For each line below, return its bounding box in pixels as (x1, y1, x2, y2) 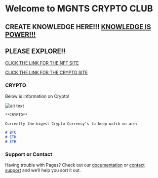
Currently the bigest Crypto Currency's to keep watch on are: (5, 121, 138, 126)
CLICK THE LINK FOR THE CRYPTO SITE (5, 70, 88, 75)
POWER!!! (5, 30, 36, 38)
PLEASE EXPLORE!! (5, 47, 66, 55)
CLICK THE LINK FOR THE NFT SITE (5, 60, 79, 66)
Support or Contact (5, 151, 53, 158)
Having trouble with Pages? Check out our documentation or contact (5, 162, 145, 168)
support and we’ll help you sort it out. (5, 167, 81, 173)
